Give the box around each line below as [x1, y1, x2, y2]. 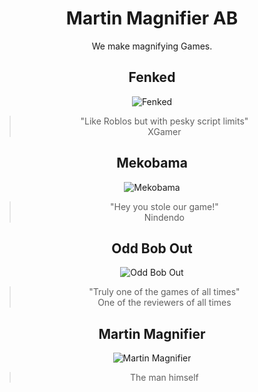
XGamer [147, 125, 182, 137]
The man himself [129, 372, 199, 384]
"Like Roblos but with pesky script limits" [80, 115, 249, 127]
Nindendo [143, 211, 185, 223]
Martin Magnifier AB [65, 7, 239, 30]
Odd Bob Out [111, 240, 193, 257]
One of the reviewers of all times [97, 297, 232, 309]
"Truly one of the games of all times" [88, 286, 241, 298]
